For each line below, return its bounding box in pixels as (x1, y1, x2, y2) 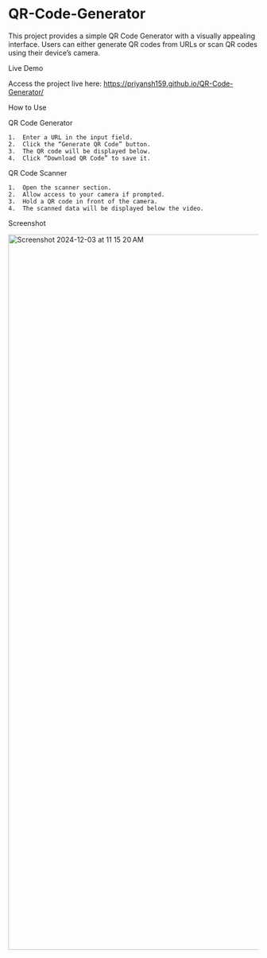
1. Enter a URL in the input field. (8, 133, 133, 142)
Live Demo (8, 63, 44, 72)
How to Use (8, 103, 47, 112)
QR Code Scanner (8, 168, 68, 177)
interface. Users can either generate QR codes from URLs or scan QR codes (8, 39, 258, 48)
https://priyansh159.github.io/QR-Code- (103, 79, 234, 88)
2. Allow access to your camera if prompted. (8, 190, 165, 199)
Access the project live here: (8, 79, 102, 88)
